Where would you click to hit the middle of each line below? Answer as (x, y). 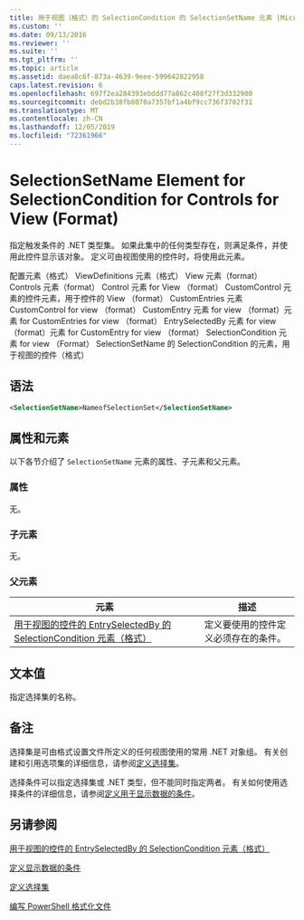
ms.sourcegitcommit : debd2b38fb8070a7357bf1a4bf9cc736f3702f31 (131, 102)
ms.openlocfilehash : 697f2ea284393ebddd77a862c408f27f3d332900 (131, 93)
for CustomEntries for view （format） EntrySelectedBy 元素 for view (148, 321)
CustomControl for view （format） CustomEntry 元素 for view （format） (147, 310)
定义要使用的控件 (241, 625)
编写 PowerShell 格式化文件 (60, 906)
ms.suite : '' (34, 52)
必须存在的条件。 (250, 638)
